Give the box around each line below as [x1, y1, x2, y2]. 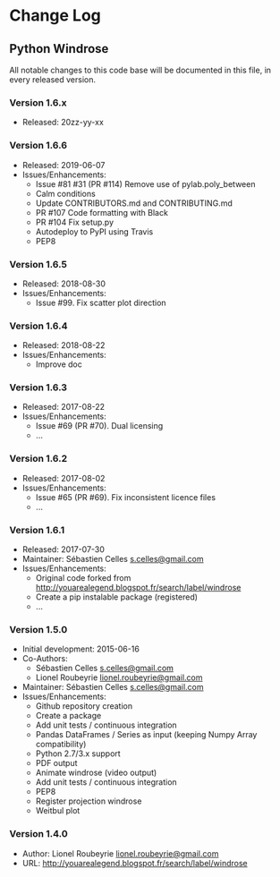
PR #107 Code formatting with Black [35, 207, 168, 217]
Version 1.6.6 [9, 140, 68, 152]
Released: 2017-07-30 [21, 544, 106, 555]
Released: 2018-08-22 [21, 340, 106, 351]
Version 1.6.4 [9, 319, 69, 332]
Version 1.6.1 [9, 524, 65, 536]
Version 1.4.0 [9, 828, 69, 840]
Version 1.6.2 [9, 453, 68, 465]
